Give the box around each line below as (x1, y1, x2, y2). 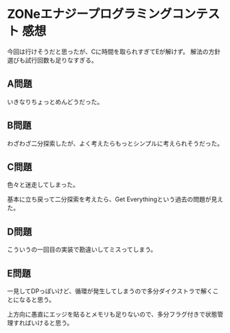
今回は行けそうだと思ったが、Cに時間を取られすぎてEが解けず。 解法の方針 (7, 47, 221, 56)
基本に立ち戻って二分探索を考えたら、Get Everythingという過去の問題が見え (7, 195, 224, 203)
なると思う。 (19, 296, 56, 303)
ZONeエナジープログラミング (7, 6, 172, 22)
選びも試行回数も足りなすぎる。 (7, 56, 97, 64)
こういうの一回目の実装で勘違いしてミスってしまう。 (7, 245, 157, 254)
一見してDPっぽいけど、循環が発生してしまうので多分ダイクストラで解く (7, 287, 213, 295)
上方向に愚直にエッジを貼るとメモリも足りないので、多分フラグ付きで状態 (7, 310, 218, 318)
